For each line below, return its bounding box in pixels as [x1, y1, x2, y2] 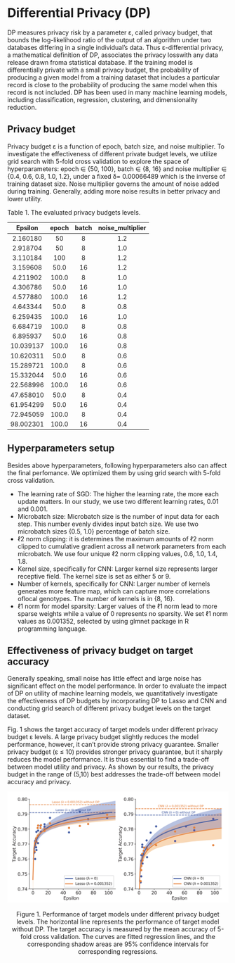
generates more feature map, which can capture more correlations [17, 586, 210, 596]
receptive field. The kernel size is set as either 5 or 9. [17, 572, 171, 580]
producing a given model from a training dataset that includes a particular [7, 73, 220, 82]
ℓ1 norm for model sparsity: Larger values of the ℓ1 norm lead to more [17, 602, 217, 610]
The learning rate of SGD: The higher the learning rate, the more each [17, 489, 220, 498]
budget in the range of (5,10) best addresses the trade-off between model [7, 770, 221, 779]
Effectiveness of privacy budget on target [7, 644, 194, 656]
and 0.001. [17, 505, 48, 513]
